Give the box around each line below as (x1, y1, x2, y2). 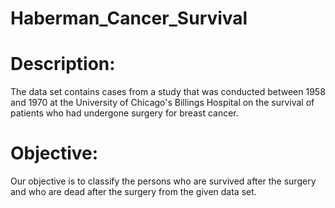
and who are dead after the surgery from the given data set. (10, 186, 257, 198)
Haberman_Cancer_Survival (10, 7, 248, 30)
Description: (10, 53, 116, 76)
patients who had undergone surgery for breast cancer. (10, 107, 239, 119)
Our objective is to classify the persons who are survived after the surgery (10, 175, 317, 187)
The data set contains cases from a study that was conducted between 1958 (10, 86, 326, 98)
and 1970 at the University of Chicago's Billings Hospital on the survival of (10, 97, 315, 109)
